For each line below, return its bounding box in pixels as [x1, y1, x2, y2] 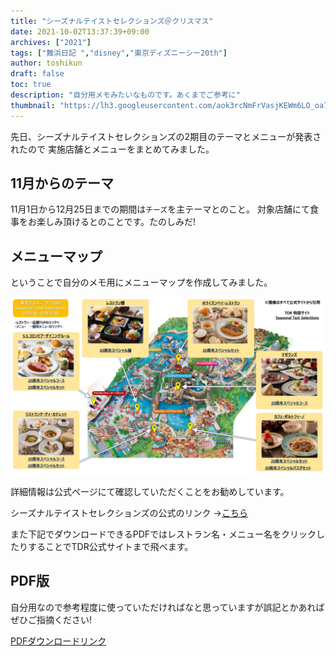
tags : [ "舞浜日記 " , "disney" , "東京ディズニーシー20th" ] [10, 48, 228, 58]
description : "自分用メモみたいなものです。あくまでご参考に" [10, 90, 241, 100]
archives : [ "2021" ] [10, 37, 92, 47]
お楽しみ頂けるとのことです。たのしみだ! [27, 216, 197, 228]
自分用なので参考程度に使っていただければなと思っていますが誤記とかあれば [10, 601, 325, 613]
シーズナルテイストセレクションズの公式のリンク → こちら [10, 506, 248, 519]
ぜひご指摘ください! [10, 613, 93, 625]
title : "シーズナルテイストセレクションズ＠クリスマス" [10, 16, 214, 26]
